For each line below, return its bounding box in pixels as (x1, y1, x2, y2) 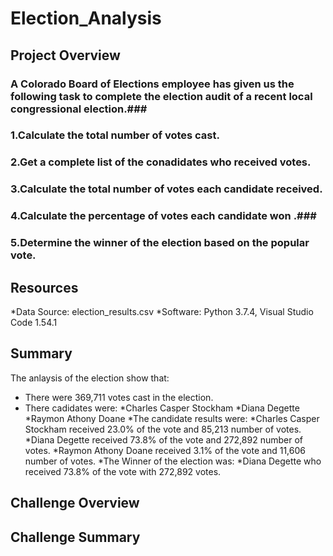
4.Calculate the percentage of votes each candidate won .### (10, 209, 317, 223)
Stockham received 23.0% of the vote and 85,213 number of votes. (24, 423, 302, 435)
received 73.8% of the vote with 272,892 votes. (24, 465, 222, 477)
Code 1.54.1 (10, 316, 58, 328)
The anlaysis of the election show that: (10, 372, 170, 384)
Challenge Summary (10, 528, 141, 546)
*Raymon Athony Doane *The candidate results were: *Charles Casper (24, 412, 320, 424)
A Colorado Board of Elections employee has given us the (10, 77, 295, 91)
